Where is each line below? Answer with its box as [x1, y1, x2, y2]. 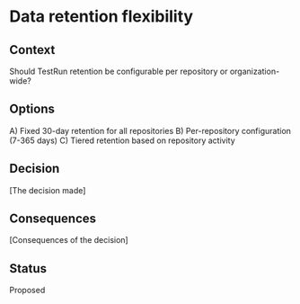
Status [9, 261, 48, 276]
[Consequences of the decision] [9, 235, 128, 246]
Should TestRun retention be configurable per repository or [9, 66, 228, 76]
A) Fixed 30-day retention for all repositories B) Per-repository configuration [9, 125, 292, 136]
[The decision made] [9, 184, 86, 195]
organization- [229, 66, 280, 76]
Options [9, 102, 56, 117]
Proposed [9, 285, 46, 296]
